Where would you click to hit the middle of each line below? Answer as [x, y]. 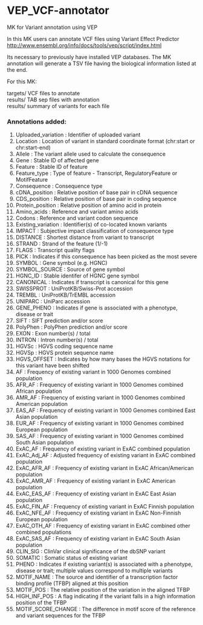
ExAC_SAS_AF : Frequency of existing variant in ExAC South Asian [98, 539]
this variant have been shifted [53, 366]
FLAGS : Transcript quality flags [55, 250]
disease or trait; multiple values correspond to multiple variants [94, 571]
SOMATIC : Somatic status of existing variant [71, 558]
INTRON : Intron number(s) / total [57, 340]
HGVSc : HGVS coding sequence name [64, 346]
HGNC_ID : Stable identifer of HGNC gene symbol [77, 276]
